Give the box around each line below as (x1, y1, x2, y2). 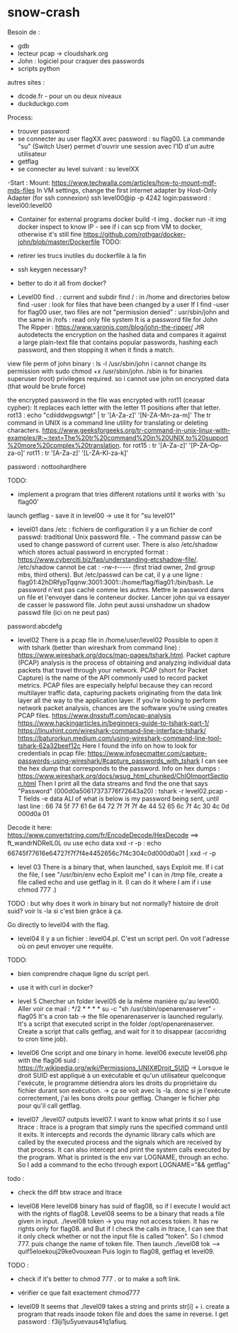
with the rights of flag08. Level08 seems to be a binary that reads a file (17, 1209, 225, 1218)
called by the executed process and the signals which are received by (17, 1137, 222, 1146)
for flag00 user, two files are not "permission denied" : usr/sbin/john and (17, 307, 229, 316)
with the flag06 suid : (17, 1056, 80, 1064)
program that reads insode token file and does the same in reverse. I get (17, 1310, 229, 1318)
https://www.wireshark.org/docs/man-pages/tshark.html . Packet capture (17, 651, 231, 659)
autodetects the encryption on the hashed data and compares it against (17, 330, 227, 338)
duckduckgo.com (17, 99, 69, 107)
